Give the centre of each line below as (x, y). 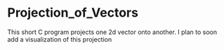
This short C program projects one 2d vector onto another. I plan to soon (112, 32)
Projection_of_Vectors (73, 13)
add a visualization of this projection (60, 39)
